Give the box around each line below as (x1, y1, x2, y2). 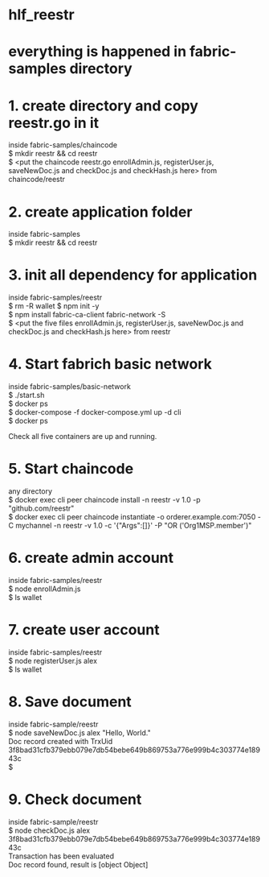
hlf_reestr (8, 6, 75, 24)
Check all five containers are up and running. (8, 432, 157, 441)
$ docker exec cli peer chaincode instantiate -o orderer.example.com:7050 (8, 512, 256, 522)
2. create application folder (8, 203, 193, 221)
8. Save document (8, 693, 132, 711)
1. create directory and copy (8, 97, 199, 114)
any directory (8, 486, 53, 496)
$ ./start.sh (8, 391, 45, 400)
